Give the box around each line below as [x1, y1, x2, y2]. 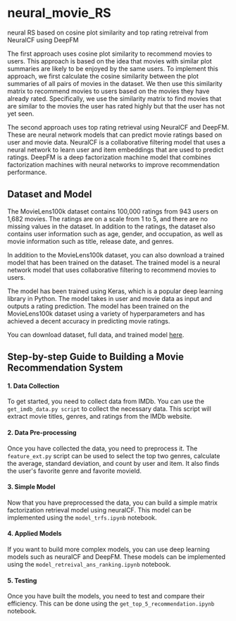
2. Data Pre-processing [7, 428, 77, 436]
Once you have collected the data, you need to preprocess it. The [7, 444, 198, 453]
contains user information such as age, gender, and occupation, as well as [7, 229, 223, 238]
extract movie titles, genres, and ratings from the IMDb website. [7, 412, 192, 421]
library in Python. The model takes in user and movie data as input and [7, 294, 213, 302]
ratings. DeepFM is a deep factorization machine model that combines [7, 153, 211, 161]
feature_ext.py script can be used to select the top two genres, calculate [7, 451, 221, 460]
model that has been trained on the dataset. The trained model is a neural [7, 258, 221, 266]
